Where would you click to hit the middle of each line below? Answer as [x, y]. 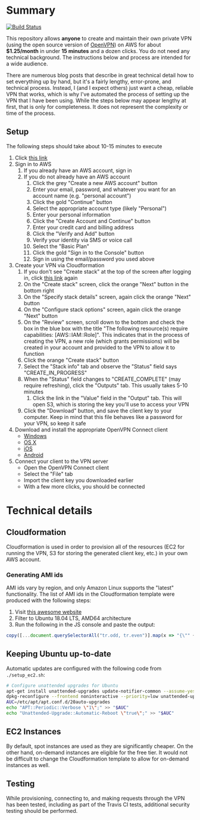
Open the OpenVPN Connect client [66, 467]
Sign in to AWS [33, 164]
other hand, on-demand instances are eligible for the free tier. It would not [97, 752]
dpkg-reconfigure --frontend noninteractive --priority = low [82, 697]
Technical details [49, 510]
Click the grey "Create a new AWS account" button [95, 183]
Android [33, 455]
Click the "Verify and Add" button [74, 233]
